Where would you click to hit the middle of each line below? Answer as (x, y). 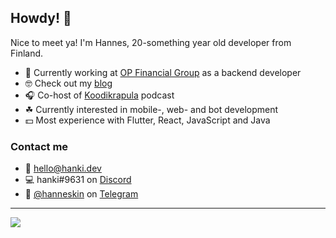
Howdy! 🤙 (41, 18)
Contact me (39, 146)
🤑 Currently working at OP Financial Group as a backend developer (163, 72)
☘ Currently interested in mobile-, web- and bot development (151, 109)
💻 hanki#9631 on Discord (78, 180)
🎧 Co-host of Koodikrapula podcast (99, 95)
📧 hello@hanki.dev (63, 168)
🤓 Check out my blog (68, 83)
